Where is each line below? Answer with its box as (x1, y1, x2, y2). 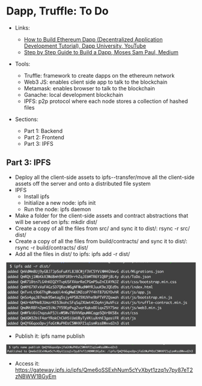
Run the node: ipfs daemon (23, 205, 91, 213)
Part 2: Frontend (23, 134, 64, 141)
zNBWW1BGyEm (14, 372, 57, 380)
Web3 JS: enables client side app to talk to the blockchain (23, 78, 168, 86)
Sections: (14, 116, 38, 123)
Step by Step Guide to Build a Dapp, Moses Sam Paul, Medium (23, 48, 179, 55)
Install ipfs (23, 193, 50, 200)
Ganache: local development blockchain (23, 91, 123, 98)
